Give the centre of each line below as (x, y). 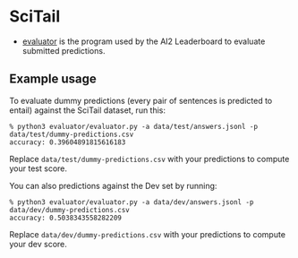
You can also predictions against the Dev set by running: (113, 185)
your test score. (38, 168)
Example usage (53, 79)
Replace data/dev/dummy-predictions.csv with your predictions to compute (148, 234)
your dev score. (38, 244)
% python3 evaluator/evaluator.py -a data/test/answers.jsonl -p (133, 126)
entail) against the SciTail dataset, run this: (88, 110)
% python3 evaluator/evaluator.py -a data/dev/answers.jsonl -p (132, 202)
